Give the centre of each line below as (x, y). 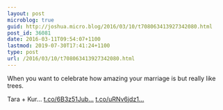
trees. (16, 85)
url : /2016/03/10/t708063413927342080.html (71, 59)
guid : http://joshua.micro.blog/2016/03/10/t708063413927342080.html (110, 26)
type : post (23, 53)
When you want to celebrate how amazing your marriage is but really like (111, 78)
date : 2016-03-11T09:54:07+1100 (54, 39)
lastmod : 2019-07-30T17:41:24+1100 (59, 46)
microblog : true (31, 20)
